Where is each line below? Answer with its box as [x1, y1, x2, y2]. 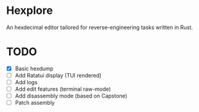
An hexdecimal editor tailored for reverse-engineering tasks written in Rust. [6, 24, 193, 31]
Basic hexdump [14, 65, 54, 72]
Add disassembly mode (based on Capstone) [14, 92, 128, 100]
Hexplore [6, 4, 53, 18]
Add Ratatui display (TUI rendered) [14, 71, 102, 79]
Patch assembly [14, 99, 55, 107]
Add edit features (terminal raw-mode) [14, 85, 112, 93]
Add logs [14, 79, 38, 85]
